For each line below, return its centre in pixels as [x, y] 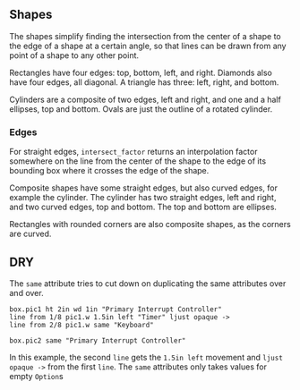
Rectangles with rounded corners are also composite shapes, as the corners [150, 225]
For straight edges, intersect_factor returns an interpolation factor [133, 152]
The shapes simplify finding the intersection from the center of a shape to [145, 36]
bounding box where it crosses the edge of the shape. [109, 171]
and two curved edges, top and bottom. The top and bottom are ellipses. [143, 207]
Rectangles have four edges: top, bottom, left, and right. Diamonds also [141, 72]
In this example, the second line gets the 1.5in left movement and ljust [146, 357]
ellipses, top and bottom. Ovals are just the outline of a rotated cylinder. [141, 109]
